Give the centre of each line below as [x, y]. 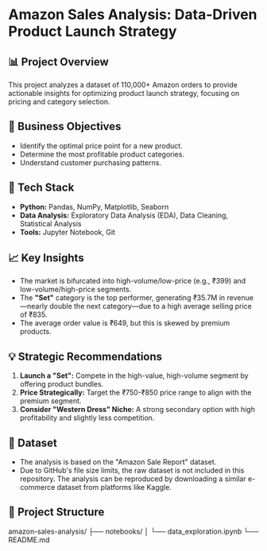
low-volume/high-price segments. [75, 289]
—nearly [34, 306]
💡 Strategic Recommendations [85, 356]
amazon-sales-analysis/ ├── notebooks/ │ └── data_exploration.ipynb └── [133, 531]
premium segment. [50, 401]
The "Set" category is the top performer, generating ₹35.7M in [122, 298]
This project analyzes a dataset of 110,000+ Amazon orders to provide [123, 85]
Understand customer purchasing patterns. [90, 162]
